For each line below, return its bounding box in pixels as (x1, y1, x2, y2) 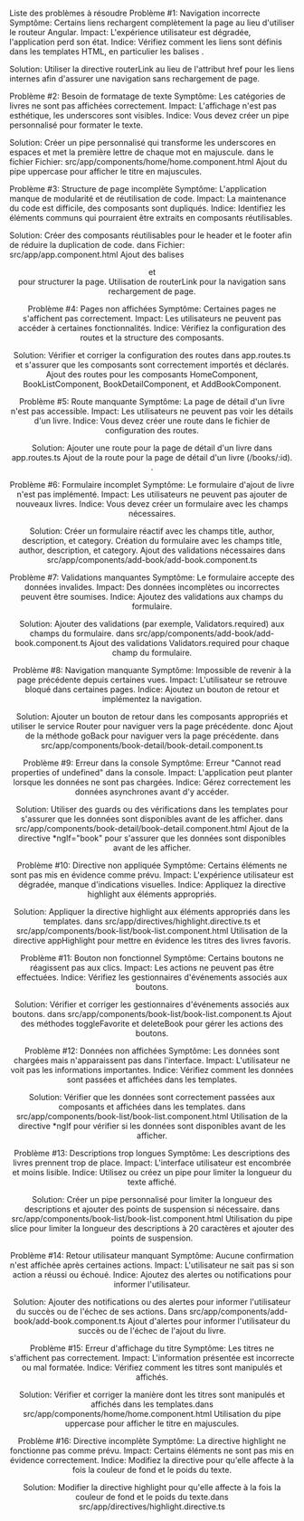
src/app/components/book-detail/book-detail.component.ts (40, 740, 264, 750)
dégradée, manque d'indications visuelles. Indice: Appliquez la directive (17, 879, 287, 889)
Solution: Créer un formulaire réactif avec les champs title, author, (29, 526, 275, 537)
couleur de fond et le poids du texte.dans (75, 1492, 229, 1502)
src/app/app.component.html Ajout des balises (9, 249, 185, 260)
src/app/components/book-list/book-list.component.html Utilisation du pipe (11, 1213, 293, 1224)
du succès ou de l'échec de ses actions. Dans (15, 1307, 188, 1317)
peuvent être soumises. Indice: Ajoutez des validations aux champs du (21, 592, 283, 602)
